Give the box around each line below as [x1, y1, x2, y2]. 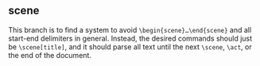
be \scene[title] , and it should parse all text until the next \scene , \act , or [8, 41, 252, 52]
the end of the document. [8, 50, 91, 60]
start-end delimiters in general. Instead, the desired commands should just [8, 33, 253, 43]
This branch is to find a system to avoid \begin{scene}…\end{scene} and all [8, 25, 252, 34]
